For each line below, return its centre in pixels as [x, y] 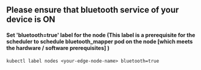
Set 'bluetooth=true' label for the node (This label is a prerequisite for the [101, 35]
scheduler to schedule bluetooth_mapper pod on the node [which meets [100, 41]
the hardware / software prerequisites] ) [58, 47]
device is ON [31, 20]
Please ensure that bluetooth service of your [93, 10]
